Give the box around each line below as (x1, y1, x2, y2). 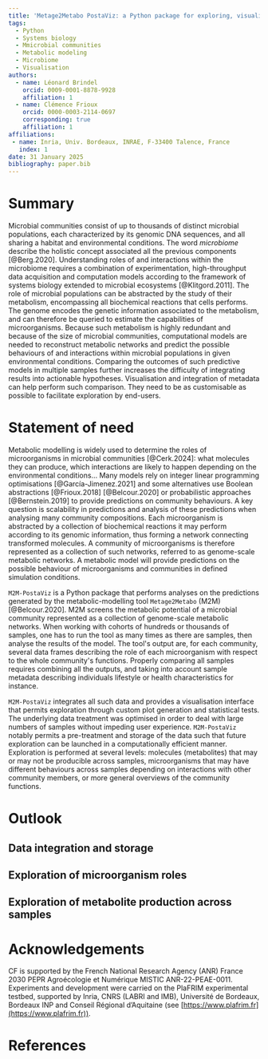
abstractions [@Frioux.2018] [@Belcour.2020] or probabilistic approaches (8, 488, 251, 497)
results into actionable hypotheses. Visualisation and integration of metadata (8, 374, 260, 383)
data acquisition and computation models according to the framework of (8, 272, 246, 282)
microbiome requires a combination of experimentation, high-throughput (8, 264, 247, 273)
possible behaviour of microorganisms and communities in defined (8, 564, 228, 573)
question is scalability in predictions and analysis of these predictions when (8, 505, 257, 514)
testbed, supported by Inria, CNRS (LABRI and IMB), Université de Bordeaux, (8, 992, 260, 1001)
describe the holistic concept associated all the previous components (8, 247, 237, 256)
